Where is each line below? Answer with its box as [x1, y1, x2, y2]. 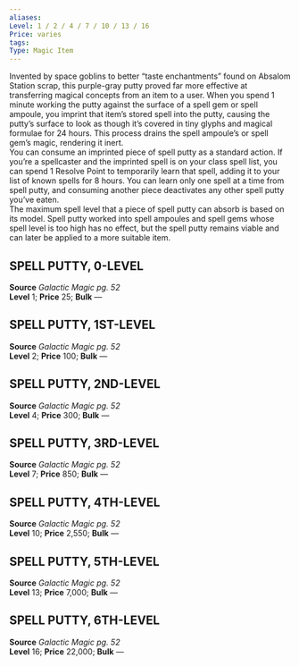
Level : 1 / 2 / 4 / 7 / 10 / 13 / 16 [9, 21, 150, 30]
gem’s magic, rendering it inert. [9, 138, 124, 148]
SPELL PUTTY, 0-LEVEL [9, 258, 145, 274]
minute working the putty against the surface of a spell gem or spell [9, 99, 259, 110]
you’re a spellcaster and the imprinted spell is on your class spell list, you [9, 156, 278, 167]
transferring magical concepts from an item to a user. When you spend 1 [9, 90, 275, 101]
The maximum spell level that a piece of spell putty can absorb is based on [9, 204, 285, 215]
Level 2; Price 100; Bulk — [9, 350, 108, 361]
